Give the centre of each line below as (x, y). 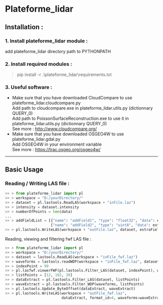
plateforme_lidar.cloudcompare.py (46, 103)
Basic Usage (24, 169)
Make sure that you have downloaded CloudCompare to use (72, 98)
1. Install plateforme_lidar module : (47, 41)
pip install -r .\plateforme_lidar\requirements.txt (64, 75)
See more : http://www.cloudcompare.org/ (54, 129)
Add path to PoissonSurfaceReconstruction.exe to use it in (70, 118)
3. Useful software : (29, 87)
